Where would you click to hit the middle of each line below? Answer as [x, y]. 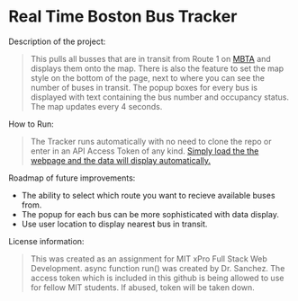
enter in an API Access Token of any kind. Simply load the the [144, 151]
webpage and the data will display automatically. [121, 160]
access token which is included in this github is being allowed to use [157, 278]
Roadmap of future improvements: [72, 178]
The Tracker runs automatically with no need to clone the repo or [151, 141]
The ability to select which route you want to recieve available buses [148, 195]
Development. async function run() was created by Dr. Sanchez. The [158, 268]
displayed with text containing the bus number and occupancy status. [160, 97]
